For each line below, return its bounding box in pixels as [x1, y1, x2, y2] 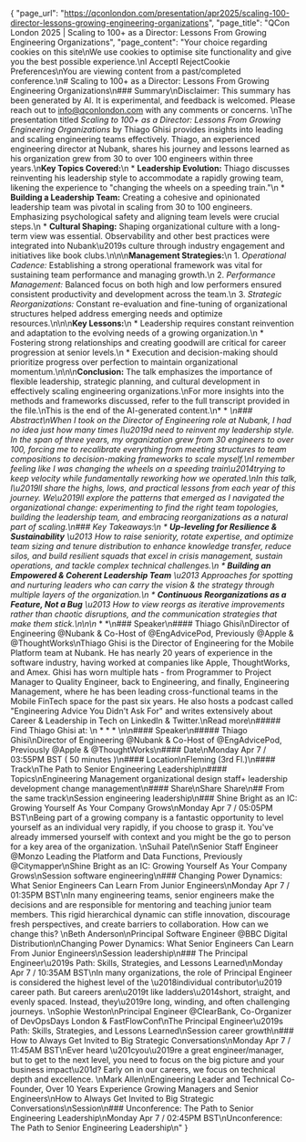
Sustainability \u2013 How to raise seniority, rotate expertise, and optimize [10, 531, 294, 542]
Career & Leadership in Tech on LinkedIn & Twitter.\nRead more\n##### [10, 715, 281, 726]
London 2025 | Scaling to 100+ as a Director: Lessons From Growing [10, 27, 267, 37]
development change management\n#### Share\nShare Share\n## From [10, 784, 285, 794]
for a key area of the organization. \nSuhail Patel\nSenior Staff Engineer [10, 841, 279, 852]
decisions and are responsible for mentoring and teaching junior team [10, 899, 272, 910]
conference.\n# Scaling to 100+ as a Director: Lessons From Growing [10, 76, 270, 86]
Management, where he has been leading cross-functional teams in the [10, 686, 279, 697]
